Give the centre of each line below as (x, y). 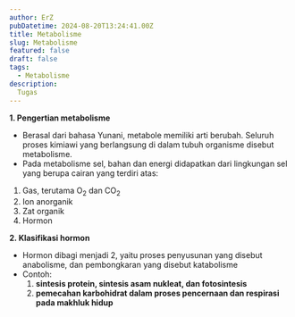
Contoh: (37, 274)
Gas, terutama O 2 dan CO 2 (71, 191)
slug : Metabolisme (43, 42)
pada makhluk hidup (74, 303)
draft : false (34, 59)
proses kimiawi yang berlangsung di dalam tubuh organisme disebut (148, 145)
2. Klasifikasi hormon (50, 238)
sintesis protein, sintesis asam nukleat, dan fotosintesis (141, 284)
